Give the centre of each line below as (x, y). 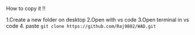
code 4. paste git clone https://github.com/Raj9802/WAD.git (81, 26)
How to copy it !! (26, 8)
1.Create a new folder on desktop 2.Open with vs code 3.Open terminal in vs (97, 20)
